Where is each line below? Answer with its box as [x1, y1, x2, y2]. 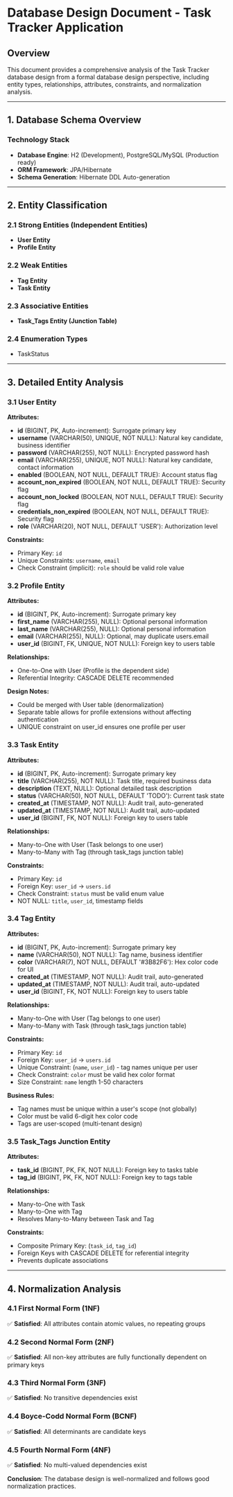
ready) [17, 158, 37, 166]
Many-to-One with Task [17, 1200, 85, 1209]
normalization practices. [7, 1482, 76, 1491]
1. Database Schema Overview [7, 114, 141, 126]
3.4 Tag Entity [7, 913, 55, 923]
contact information [17, 463, 74, 471]
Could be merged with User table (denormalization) [17, 701, 164, 709]
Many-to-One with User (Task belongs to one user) [17, 840, 164, 848]
